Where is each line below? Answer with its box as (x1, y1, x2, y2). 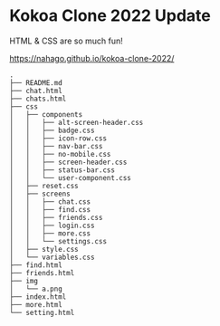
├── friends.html (9, 268, 75, 277)
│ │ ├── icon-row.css (9, 133, 107, 143)
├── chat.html (9, 86, 63, 95)
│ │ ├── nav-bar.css (9, 141, 103, 150)
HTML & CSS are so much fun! (9, 35, 124, 46)
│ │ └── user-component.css (9, 173, 131, 182)
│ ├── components (9, 110, 83, 119)
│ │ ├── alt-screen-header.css (9, 118, 144, 127)
